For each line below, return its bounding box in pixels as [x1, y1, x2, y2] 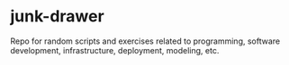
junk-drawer [10, 6, 104, 27]
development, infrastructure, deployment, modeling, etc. [10, 45, 220, 55]
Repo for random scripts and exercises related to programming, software [10, 36, 281, 46]
